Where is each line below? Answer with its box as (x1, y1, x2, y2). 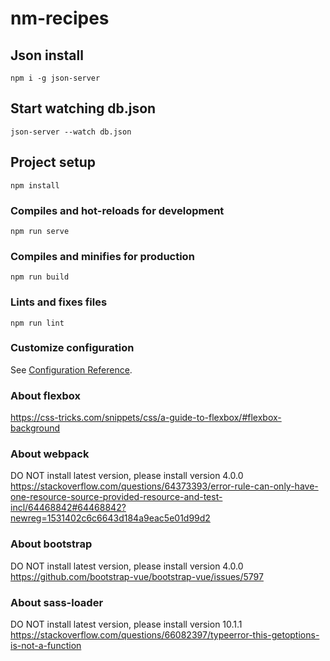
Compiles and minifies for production (10, 249, 195, 263)
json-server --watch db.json (10, 127, 132, 137)
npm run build (10, 272, 70, 282)
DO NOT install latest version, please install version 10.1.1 (10, 618, 243, 630)
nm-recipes (10, 7, 110, 30)
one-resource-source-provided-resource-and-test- (10, 491, 223, 503)
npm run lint (10, 318, 65, 328)
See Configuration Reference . (10, 363, 133, 376)
